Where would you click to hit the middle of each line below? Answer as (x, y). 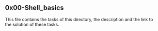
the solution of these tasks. (32, 24)
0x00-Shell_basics (34, 8)
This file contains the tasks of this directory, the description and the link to (79, 19)
